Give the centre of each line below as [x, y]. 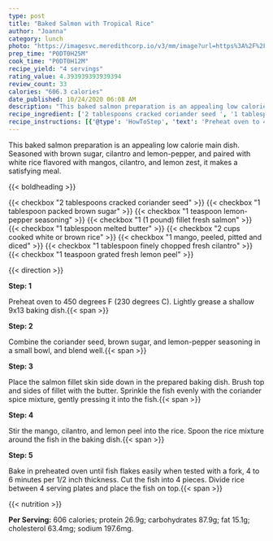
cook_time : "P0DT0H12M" [49, 62]
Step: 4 [21, 415]
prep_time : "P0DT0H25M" [49, 54]
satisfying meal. [35, 171]
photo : [19, 46]
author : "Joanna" [38, 31]
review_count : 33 [38, 84]
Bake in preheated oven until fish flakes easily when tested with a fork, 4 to [134, 471]
